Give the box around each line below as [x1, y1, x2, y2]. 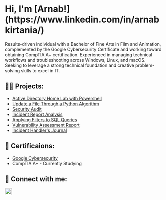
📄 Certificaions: [5, 142, 55, 150]
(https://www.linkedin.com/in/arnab [5, 14, 160, 25]
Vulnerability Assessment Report [12, 122, 80, 128]
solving [5, 67, 20, 73]
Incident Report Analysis [12, 111, 63, 117]
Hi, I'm [5, 3, 32, 15]
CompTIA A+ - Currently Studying [12, 160, 82, 166]
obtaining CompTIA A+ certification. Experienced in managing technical [5, 51, 152, 58]
